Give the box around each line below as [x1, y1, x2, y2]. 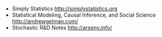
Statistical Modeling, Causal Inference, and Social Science [11, 11, 156, 18]
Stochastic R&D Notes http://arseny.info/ [11, 24, 113, 31]
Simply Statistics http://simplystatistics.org [11, 5, 118, 12]
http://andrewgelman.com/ [11, 18, 79, 24]
